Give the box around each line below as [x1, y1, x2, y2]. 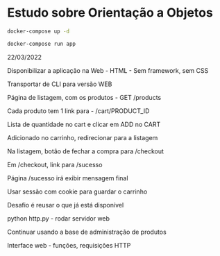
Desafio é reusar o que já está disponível [7, 200, 124, 209]
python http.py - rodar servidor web [7, 214, 110, 223]
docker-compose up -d [7, 28, 70, 35]
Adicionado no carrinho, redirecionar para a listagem [7, 133, 158, 142]
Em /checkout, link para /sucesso [7, 160, 103, 169]
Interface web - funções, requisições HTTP [7, 241, 131, 249]
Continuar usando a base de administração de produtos [7, 228, 167, 236]
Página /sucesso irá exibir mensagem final [7, 173, 128, 182]
